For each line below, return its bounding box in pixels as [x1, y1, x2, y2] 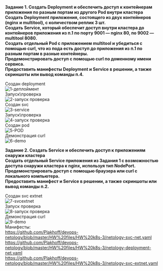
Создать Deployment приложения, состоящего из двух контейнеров [5, 15, 151, 20]
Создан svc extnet [5, 193, 43, 199]
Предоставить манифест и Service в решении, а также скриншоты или [5, 178, 157, 184]
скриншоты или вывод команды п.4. [5, 72, 84, 77]
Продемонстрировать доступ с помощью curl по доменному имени [5, 56, 152, 61]
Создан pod [5, 122, 30, 128]
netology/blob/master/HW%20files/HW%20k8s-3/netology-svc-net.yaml [5, 234, 152, 240]
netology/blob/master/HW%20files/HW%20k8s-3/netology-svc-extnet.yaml [5, 260, 158, 266]
